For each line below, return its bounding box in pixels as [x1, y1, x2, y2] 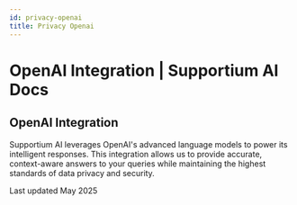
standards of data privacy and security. [9, 167, 155, 178]
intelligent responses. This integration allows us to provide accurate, [9, 148, 263, 159]
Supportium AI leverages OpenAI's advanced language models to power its [9, 138, 288, 149]
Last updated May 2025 [9, 185, 98, 196]
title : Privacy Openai [9, 22, 94, 31]
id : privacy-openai [9, 13, 83, 22]
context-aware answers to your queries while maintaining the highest [9, 158, 266, 169]
